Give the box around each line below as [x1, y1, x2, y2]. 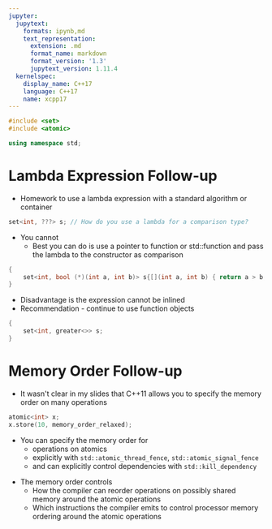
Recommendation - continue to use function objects [19, 303, 195, 313]
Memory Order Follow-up [8, 362, 183, 381]
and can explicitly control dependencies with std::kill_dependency [32, 461, 257, 471]
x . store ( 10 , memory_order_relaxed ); [8, 420, 132, 428]
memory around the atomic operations [32, 494, 161, 504]
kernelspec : [15, 72, 57, 80]
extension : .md [29, 42, 82, 50]
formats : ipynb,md [23, 27, 85, 35]
